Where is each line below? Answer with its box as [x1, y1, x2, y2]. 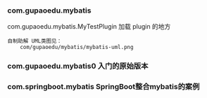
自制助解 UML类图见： [7, 38, 62, 45]
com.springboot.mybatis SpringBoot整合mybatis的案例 [7, 82, 200, 92]
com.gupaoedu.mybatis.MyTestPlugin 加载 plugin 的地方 [7, 22, 171, 31]
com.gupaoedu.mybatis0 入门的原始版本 [7, 62, 149, 71]
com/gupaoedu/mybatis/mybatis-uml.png [20, 44, 134, 51]
